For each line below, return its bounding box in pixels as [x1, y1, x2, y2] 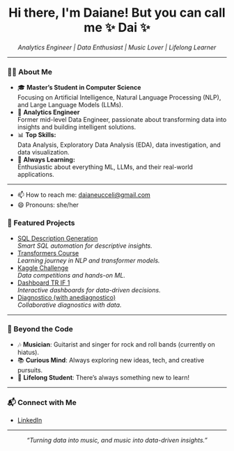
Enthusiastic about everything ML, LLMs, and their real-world [17, 163, 194, 171]
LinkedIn [17, 416, 42, 425]
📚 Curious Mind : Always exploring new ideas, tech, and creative [17, 356, 205, 364]
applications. [17, 171, 54, 179]
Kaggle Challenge [17, 263, 69, 272]
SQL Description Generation [17, 234, 98, 242]
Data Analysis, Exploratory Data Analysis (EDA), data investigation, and [17, 141, 221, 149]
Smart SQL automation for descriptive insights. [17, 242, 153, 250]
